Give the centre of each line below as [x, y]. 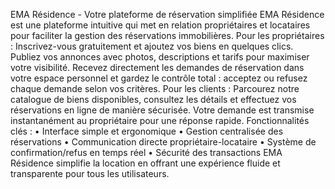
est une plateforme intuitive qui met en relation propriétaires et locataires [160, 25]
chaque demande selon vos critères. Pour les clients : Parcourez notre [155, 88]
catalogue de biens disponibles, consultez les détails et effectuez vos [153, 99]
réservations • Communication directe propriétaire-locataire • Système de [163, 142]
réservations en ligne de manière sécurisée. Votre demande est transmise [162, 110]
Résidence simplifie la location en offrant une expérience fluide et [145, 163]
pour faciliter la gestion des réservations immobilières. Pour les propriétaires [167, 35]
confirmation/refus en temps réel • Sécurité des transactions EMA [146, 152]
